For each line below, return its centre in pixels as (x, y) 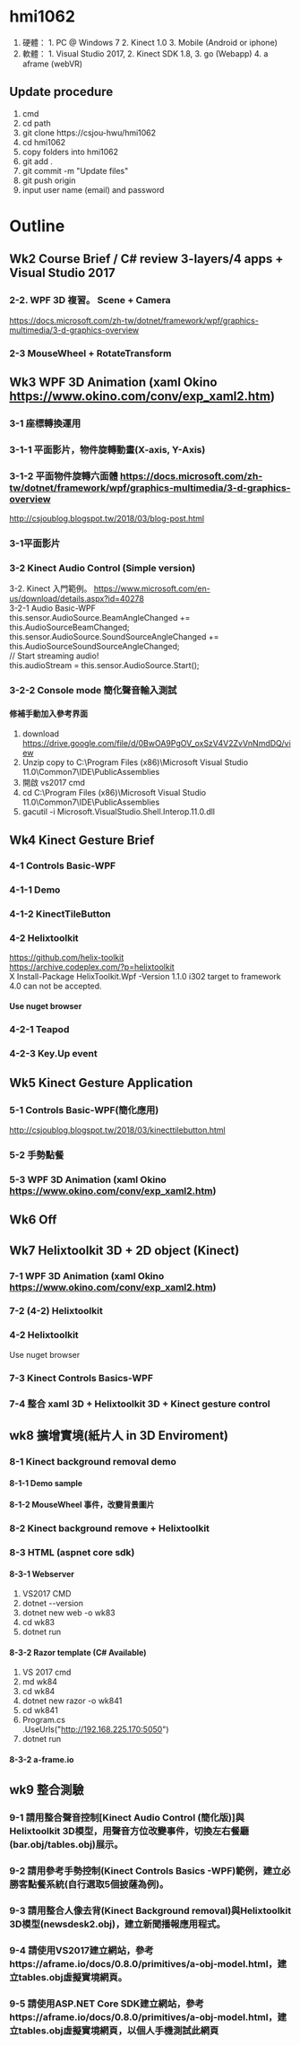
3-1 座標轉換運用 (45, 423)
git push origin (49, 180)
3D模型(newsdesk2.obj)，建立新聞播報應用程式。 (117, 1924)
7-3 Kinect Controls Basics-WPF (81, 1378)
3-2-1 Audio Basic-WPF (52, 608)
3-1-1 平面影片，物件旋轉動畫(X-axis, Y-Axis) (107, 449)
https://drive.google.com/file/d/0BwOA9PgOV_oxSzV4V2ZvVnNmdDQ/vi (156, 744)
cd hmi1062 (43, 142)
